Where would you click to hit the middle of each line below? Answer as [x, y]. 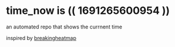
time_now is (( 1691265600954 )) [88, 11]
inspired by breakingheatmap [41, 38]
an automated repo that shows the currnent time [64, 27]
